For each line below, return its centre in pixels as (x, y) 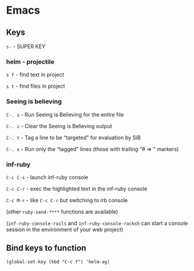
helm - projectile (30, 62)
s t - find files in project (36, 86)
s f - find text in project (35, 75)
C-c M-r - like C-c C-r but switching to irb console (67, 200)
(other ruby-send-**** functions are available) (62, 212)
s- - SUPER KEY (26, 46)
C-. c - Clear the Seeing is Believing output (59, 126)
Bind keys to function (46, 248)
